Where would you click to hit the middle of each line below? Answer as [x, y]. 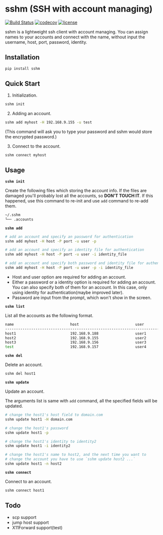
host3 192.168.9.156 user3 [76, 343]
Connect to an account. [29, 481]
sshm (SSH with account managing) [79, 9]
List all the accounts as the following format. [49, 315]
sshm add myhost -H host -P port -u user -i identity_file [66, 254]
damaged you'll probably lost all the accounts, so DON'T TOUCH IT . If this [79, 196]
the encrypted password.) [31, 137]
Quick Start [23, 84]
